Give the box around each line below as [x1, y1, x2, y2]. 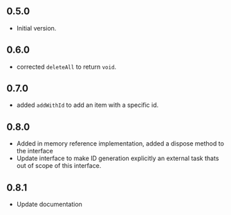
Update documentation [16, 200, 82, 209]
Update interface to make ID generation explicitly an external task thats [16, 154, 219, 162]
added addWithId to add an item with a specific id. [16, 101, 159, 110]
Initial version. [16, 24, 57, 32]
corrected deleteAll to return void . [16, 62, 117, 71]
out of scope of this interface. [16, 162, 102, 170]
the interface [16, 147, 53, 155]
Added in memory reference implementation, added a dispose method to [16, 139, 224, 148]
